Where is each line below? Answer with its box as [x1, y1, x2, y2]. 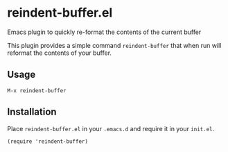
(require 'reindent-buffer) [7, 137, 89, 145]
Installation [7, 106, 57, 118]
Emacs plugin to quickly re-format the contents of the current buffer [7, 28, 202, 36]
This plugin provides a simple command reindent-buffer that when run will [7, 41, 222, 49]
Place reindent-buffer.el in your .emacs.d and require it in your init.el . [7, 124, 215, 133]
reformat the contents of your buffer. [7, 49, 112, 57]
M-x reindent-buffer [7, 87, 67, 94]
